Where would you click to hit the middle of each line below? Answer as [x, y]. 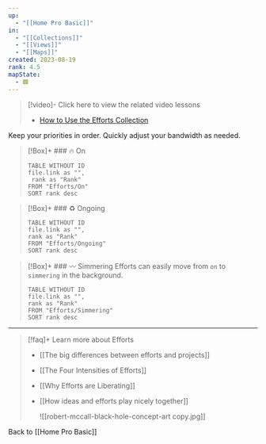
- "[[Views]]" [38, 45]
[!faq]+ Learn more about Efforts [81, 339]
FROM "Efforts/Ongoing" [67, 243]
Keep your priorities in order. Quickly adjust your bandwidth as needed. [125, 135]
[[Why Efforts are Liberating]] [87, 385]
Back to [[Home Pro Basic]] [53, 431]
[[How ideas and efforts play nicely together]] [114, 400]
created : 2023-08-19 [42, 60]
